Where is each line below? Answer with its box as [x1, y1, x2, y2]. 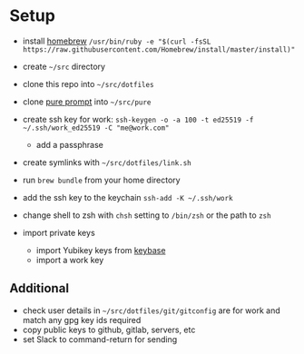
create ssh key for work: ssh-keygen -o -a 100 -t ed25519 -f [22, 113, 254, 124]
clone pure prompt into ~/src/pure [22, 96, 152, 107]
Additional [9, 280, 70, 296]
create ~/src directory [22, 61, 106, 72]
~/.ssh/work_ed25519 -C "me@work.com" [22, 123, 170, 133]
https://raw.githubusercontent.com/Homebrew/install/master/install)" [22, 44, 296, 54]
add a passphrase [35, 139, 104, 150]
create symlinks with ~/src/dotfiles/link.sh [22, 156, 192, 168]
